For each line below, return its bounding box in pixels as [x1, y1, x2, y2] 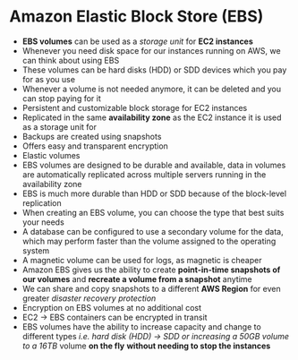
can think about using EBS [21, 55, 120, 65]
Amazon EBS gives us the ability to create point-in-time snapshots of [21, 264, 281, 275]
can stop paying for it [21, 92, 101, 104]
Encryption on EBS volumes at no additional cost [21, 302, 202, 313]
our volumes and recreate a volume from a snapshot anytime [21, 273, 252, 284]
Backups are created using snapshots [21, 131, 162, 141]
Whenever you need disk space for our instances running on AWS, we [21, 45, 281, 56]
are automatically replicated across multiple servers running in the [21, 168, 267, 180]
